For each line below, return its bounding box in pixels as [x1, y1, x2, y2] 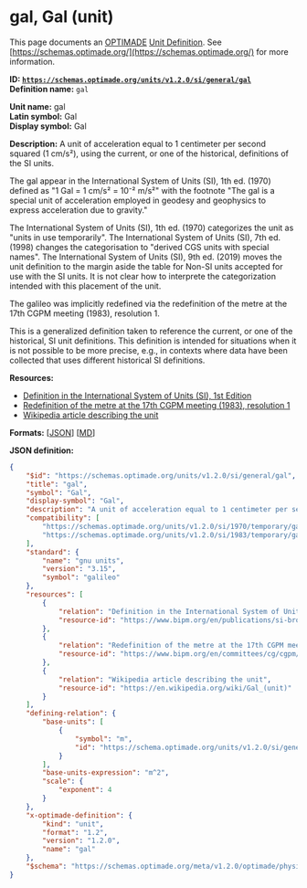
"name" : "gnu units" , [42, 555, 125, 566]
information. [9, 56, 56, 67]
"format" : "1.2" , [42, 828, 108, 837]
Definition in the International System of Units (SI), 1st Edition [22, 390, 252, 401]
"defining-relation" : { [26, 709, 117, 718]
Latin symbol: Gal [9, 111, 78, 122]
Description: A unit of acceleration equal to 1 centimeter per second [9, 138, 267, 149]
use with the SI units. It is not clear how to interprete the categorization [9, 270, 277, 281]
